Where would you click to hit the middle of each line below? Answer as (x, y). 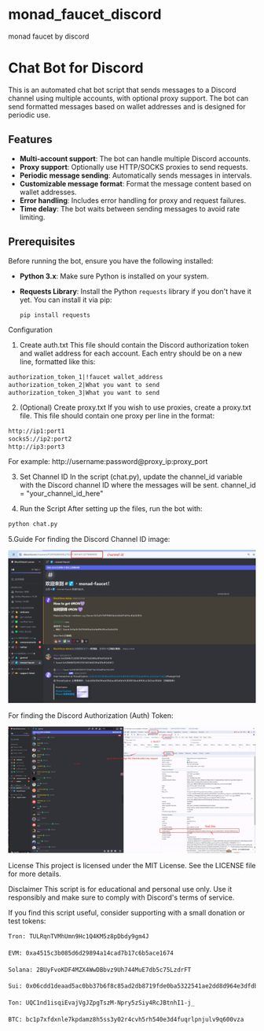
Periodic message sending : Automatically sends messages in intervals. (136, 175)
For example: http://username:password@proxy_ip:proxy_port (108, 462)
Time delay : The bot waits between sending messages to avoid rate (130, 208)
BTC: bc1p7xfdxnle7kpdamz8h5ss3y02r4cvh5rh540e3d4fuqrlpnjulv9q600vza (126, 1019)
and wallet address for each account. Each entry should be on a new (130, 353)
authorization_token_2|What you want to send (84, 385)
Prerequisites (42, 242)
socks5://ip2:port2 (40, 439)
